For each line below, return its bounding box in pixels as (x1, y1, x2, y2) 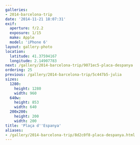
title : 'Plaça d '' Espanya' (5, 123, 61, 128)
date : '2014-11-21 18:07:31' (5, 16, 66, 21)
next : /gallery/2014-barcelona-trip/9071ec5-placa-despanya (5, 63, 133, 68)
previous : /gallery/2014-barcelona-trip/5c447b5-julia (5, 72, 122, 77)
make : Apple (9, 35, 35, 40)
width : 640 (14, 105, 37, 110)
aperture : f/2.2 (9, 26, 43, 31)
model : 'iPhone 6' (9, 40, 48, 45)
